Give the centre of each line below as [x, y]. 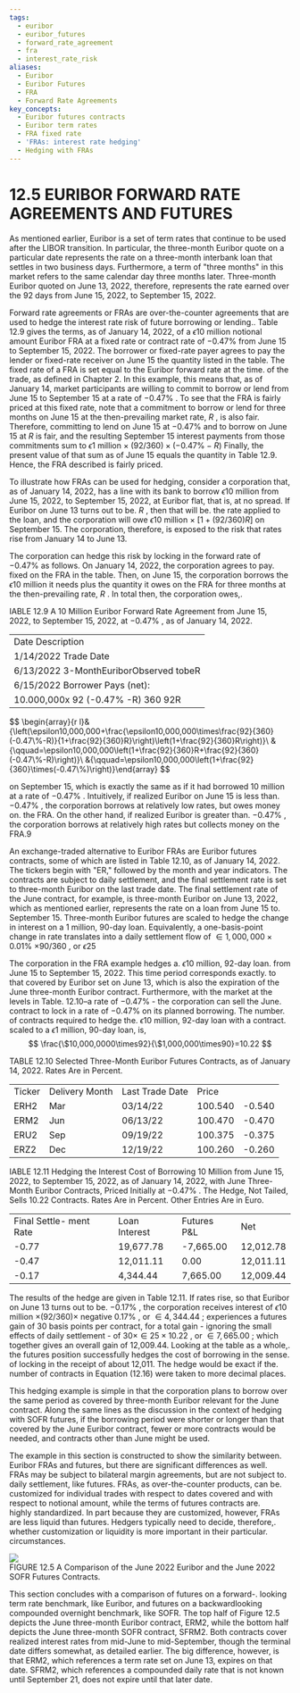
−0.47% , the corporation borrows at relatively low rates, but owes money [145, 805]
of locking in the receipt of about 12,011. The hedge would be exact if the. [144, 1364]
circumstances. [37, 1540]
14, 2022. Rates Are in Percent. [66, 1070]
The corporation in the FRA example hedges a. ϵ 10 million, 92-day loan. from [150, 963]
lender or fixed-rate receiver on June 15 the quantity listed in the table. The [147, 360]
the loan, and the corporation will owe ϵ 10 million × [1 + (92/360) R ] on [137, 520]
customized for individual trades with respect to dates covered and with [141, 1493]
